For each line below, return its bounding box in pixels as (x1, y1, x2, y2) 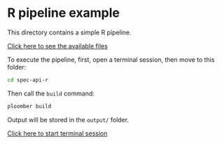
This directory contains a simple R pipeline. (7, 28, 132, 37)
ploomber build (7, 103, 52, 110)
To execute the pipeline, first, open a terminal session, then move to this (7, 55, 215, 64)
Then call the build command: (7, 89, 95, 98)
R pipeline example (7, 5, 120, 21)
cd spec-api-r (7, 76, 49, 84)
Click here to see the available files (7, 41, 109, 50)
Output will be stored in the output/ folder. (7, 115, 130, 124)
